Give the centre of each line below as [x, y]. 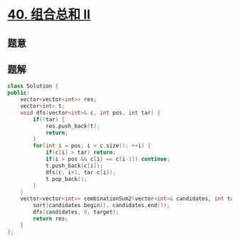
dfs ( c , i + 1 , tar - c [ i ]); [80, 172]
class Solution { [33, 86]
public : [19, 93]
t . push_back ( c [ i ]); [74, 165]
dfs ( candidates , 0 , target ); [76, 212]
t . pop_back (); [66, 179]
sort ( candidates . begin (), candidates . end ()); [102, 206]
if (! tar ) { [49, 119]
